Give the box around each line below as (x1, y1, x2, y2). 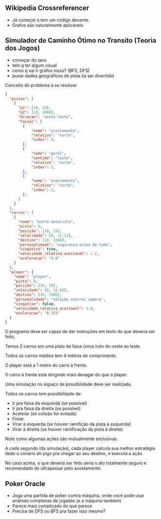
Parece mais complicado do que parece (12, 503, 93, 509)
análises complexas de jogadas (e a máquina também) (12, 498, 122, 504)
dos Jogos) (5, 44, 40, 52)
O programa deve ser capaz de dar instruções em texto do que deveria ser (5, 329, 155, 335)
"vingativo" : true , (18, 247, 58, 252)
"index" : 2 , (31, 187, 56, 192)
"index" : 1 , (31, 164, 56, 170)
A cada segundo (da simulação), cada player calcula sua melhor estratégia (5, 445, 155, 451)
